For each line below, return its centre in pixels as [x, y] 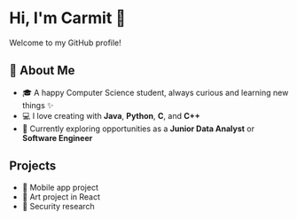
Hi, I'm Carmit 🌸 [68, 18]
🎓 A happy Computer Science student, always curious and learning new [155, 92]
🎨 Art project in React [61, 196]
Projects [33, 166]
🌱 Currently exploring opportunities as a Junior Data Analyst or [138, 129]
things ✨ [38, 105]
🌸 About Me [42, 71]
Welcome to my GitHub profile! [65, 43]
